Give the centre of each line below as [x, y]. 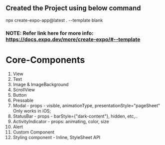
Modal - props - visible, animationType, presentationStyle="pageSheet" [86, 105]
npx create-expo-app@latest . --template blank [54, 20]
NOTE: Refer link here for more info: [50, 33]
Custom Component [33, 132]
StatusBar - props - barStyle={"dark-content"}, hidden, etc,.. [75, 116]
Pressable [23, 100]
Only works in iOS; [32, 111]
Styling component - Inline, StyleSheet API [57, 137]
